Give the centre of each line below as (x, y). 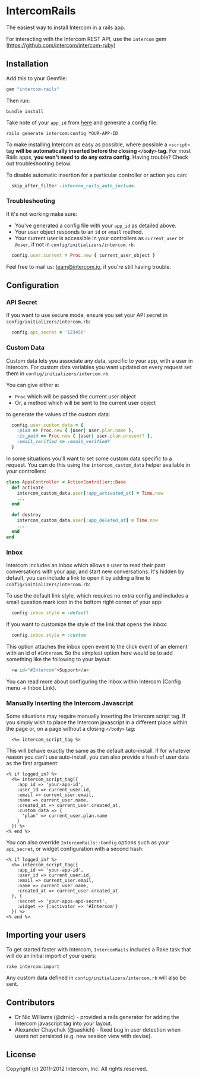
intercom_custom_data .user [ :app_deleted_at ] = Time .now (88, 521)
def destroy (26, 515)
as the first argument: (32, 763)
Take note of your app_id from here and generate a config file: (82, 122)
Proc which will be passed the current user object (75, 396)
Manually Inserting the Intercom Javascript (70, 703)
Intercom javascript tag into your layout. (63, 1023)
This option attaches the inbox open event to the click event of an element (97, 646)
